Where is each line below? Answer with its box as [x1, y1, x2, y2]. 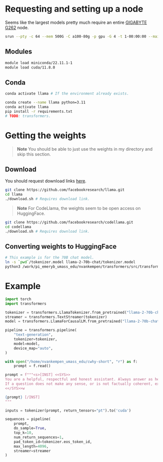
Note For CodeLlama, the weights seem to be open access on [16, 205, 141, 211]
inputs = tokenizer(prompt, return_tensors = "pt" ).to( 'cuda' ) [5, 408, 131, 413]
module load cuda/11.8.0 [5, 65, 55, 70]
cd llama [5, 192, 23, 197]
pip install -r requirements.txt [5, 109, 73, 114]
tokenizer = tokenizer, [14, 337, 57, 342]
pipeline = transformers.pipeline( [5, 328, 77, 333]
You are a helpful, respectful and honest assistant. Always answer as [5, 377, 153, 382]
